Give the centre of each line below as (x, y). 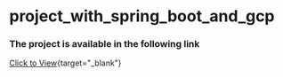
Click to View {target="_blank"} (65, 63)
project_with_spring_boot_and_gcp (142, 16)
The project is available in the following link (105, 44)
